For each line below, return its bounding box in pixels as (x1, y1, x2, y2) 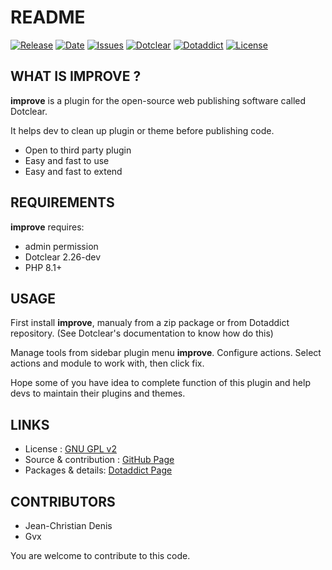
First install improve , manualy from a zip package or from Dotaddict (10, 317, 290, 329)
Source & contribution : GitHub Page (24, 454, 175, 466)
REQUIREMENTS (10, 194, 115, 211)
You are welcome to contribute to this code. (10, 550, 191, 561)
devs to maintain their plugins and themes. (10, 387, 186, 400)
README (10, 6, 86, 29)
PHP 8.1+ (24, 261, 63, 273)
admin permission (24, 240, 99, 252)
